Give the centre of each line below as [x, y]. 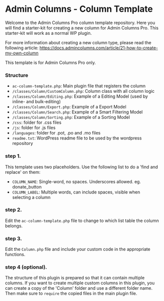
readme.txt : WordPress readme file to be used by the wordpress [77, 138]
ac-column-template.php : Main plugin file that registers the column [79, 86]
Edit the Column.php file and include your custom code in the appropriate [78, 249]
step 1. [13, 156]
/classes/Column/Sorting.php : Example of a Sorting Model [71, 117]
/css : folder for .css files [37, 123]
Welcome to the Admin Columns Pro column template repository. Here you [80, 23]
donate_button [27, 187]
